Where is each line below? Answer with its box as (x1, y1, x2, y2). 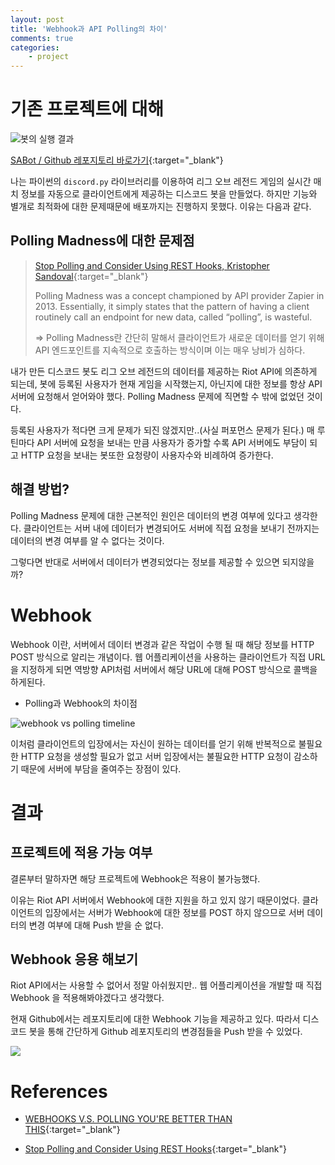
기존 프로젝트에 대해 (10, 98, 165, 121)
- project (28, 52, 70, 62)
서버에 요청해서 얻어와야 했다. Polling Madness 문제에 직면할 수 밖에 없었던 (10, 390, 305, 402)
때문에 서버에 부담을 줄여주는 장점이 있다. (20, 762, 182, 775)
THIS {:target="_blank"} (24, 1124, 121, 1136)
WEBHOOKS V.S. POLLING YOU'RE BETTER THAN (24, 1113, 233, 1125)
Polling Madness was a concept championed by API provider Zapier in (34, 289, 325, 301)
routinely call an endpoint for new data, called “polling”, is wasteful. (34, 311, 313, 323)
